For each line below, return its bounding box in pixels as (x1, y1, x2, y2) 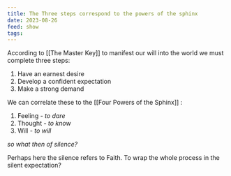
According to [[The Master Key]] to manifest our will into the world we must (7, 49, 224, 57)
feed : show (7, 23, 39, 30)
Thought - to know (17, 119, 71, 128)
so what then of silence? (7, 140, 78, 149)
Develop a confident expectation (17, 78, 112, 86)
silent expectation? (7, 161, 61, 170)
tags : (7, 29, 23, 37)
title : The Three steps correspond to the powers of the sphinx (7, 10, 198, 17)
